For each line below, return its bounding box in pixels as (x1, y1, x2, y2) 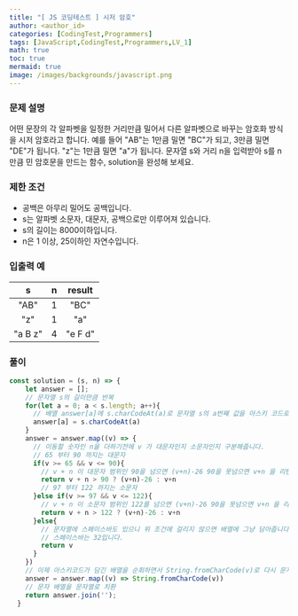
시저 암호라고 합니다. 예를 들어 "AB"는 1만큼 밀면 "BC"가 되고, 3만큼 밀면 (18, 135, 270, 145)
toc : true (9, 54, 46, 63)
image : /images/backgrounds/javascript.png (9, 71, 173, 80)
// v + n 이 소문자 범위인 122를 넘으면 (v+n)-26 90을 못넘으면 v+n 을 (41, 500, 279, 510)
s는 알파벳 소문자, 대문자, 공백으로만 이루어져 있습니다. (21, 214, 211, 224)
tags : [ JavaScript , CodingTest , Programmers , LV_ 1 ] (9, 37, 192, 47)
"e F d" (66, 327, 96, 339)
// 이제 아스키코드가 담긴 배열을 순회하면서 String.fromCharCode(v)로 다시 (25, 566, 277, 575)
